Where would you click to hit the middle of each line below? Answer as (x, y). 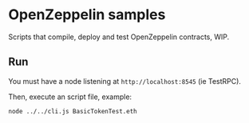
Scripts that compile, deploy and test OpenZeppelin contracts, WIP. (119, 37)
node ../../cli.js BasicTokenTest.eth (73, 111)
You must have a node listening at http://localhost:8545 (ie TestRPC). (125, 81)
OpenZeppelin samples (87, 15)
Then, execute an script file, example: (70, 97)
